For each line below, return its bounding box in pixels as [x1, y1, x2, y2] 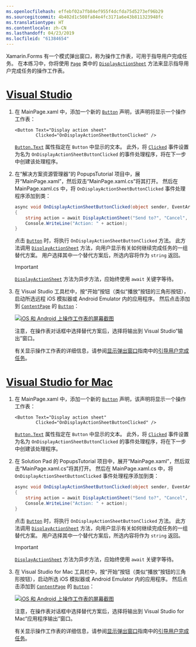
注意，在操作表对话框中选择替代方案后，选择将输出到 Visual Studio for [14, 607, 184, 615]
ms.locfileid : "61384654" [6, 36, 69, 42]
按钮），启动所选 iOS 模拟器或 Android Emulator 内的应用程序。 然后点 [19, 575, 188, 583]
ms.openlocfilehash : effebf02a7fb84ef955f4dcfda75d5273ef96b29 [6, 8, 164, 15]
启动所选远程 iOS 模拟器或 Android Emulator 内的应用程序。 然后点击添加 [14, 295, 190, 302]
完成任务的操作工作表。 [11, 67, 68, 74]
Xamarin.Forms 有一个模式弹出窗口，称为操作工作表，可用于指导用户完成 [6, 53, 183, 59]
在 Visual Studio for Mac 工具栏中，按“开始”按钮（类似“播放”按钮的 [14, 568, 176, 575]
